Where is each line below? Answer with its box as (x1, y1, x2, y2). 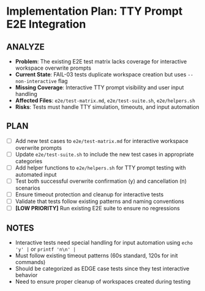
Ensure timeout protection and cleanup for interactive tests (15, 191, 164, 198)
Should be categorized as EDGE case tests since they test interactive (15, 265, 190, 273)
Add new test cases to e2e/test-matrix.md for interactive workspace (15, 137, 188, 144)
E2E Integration (6, 17, 86, 31)
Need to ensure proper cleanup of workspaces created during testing (15, 278, 191, 285)
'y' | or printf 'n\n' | (15, 246, 76, 253)
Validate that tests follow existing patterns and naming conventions (15, 197, 185, 205)
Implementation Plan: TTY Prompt (6, 4, 183, 18)
